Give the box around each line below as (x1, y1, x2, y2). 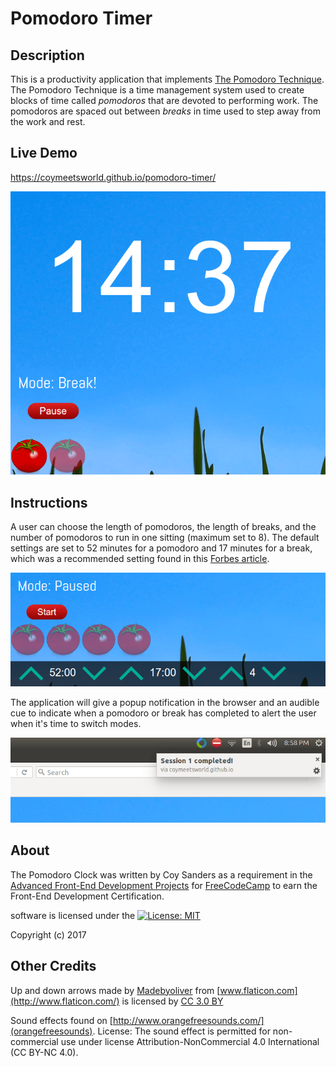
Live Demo (10, 145, 78, 162)
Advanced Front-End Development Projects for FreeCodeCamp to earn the (10, 879, 318, 891)
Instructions (10, 494, 88, 511)
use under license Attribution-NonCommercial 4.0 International (60, 1035, 320, 1047)
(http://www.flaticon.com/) (10, 995, 120, 1007)
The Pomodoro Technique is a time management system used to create (10, 84, 305, 96)
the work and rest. (10, 116, 86, 127)
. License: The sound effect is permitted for (92, 1025, 271, 1037)
